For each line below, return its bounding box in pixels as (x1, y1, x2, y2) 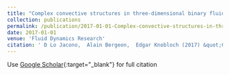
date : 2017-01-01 (7, 29, 57, 36)
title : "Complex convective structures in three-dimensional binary (7, 10, 207, 17)
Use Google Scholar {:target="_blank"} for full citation (7, 61, 157, 68)
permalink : (7, 22, 38, 29)
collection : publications (7, 16, 81, 23)
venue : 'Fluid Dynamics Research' (7, 35, 106, 42)
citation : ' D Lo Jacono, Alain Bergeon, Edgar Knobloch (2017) (7, 42, 201, 48)
